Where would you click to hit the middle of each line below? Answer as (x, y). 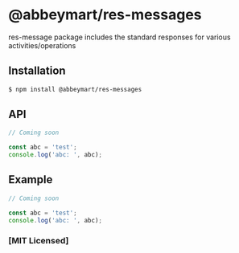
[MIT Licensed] (39, 241)
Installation (37, 71)
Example (31, 180)
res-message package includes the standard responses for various (119, 37)
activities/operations (42, 45)
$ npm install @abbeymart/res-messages (75, 89)
